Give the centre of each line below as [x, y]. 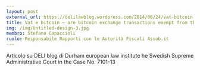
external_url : [24, 17]
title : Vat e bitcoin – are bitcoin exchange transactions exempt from [97, 22]
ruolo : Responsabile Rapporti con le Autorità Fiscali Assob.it [87, 39]
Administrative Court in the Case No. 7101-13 [61, 62]
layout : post [22, 11]
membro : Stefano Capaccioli [41, 34]
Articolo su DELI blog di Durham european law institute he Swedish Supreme [100, 56]
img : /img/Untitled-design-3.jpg [48, 28]
